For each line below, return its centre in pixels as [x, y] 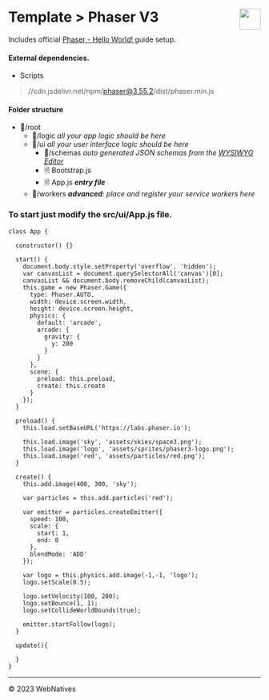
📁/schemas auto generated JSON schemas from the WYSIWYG [149, 153]
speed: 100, [49, 519]
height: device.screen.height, [82, 309]
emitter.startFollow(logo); [69, 624]
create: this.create [71, 386]
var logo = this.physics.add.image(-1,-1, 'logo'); [110, 575]
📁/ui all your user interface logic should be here [110, 144]
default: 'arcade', [70, 322]
